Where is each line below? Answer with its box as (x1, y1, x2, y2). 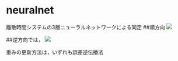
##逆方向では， (6, 36, 44, 43)
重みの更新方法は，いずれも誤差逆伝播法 (6, 48, 103, 56)
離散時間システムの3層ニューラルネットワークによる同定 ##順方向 (6, 23, 165, 30)
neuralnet (6, 4, 54, 17)
